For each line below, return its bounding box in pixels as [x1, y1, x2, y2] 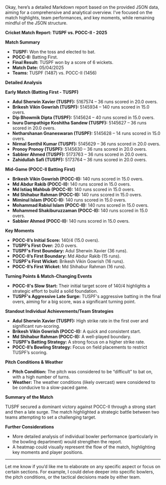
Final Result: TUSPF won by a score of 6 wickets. [12, 60, 114, 65]
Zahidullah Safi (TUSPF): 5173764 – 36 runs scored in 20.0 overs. [12, 157, 147, 163]
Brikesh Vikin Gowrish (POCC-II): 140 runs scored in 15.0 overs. [12, 176, 144, 182]
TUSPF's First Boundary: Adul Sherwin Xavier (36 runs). [12, 248, 128, 253]
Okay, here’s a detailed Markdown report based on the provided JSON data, [5, 4, 160, 10]
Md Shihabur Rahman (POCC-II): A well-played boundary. [12, 334, 131, 339]
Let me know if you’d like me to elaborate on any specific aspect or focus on [5, 464, 161, 469]
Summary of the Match [5, 394, 53, 400]
